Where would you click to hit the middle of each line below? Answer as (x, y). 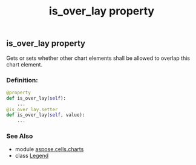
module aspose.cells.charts (49, 149)
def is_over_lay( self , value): (46, 115)
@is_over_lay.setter (32, 109)
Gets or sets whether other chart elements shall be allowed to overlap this (98, 58)
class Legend (32, 156)
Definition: (22, 80)
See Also (20, 136)
